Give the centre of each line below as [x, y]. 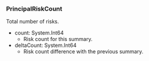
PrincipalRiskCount [34, 9]
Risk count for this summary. [58, 39]
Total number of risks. [33, 22]
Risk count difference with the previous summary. [83, 52]
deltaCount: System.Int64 [45, 45]
